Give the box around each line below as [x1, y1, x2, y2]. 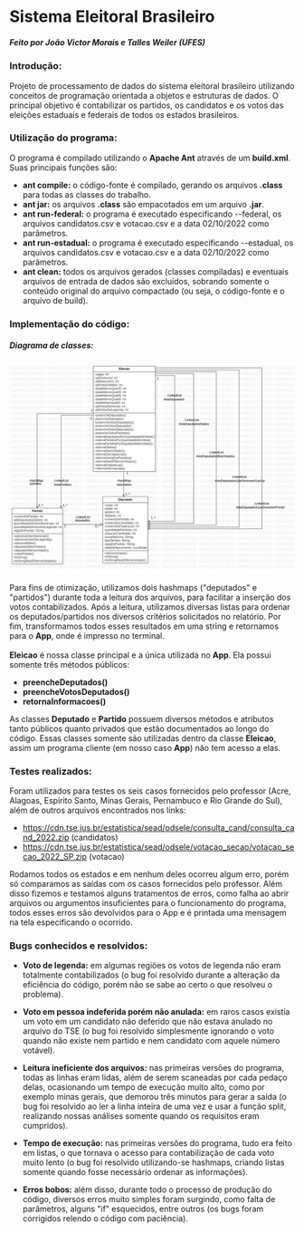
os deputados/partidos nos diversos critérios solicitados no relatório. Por [9, 611, 281, 621]
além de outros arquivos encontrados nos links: [9, 804, 187, 816]
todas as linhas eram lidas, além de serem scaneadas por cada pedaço [22, 1072, 288, 1084]
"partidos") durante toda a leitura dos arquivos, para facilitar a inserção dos [9, 592, 291, 602]
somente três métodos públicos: [9, 659, 129, 669]
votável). [22, 1045, 56, 1056]
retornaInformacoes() [22, 696, 107, 707]
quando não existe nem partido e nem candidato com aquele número [22, 1036, 280, 1046]
